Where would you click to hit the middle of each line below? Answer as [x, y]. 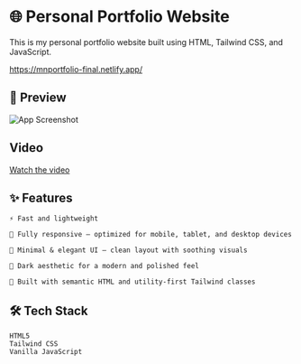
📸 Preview [38, 98]
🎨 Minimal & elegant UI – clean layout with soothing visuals [128, 250]
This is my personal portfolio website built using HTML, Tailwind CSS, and [146, 42]
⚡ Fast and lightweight [54, 219]
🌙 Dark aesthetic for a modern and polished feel [105, 266]
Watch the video [40, 170]
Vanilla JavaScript [46, 352]
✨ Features [41, 197]
